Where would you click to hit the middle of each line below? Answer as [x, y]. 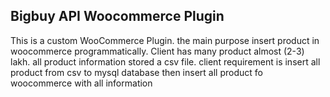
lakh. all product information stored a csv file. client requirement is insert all [165, 61]
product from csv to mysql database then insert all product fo [136, 72]
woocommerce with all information [81, 83]
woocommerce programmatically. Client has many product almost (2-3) [157, 51]
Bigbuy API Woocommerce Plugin [117, 16]
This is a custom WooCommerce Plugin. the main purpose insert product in [165, 40]
